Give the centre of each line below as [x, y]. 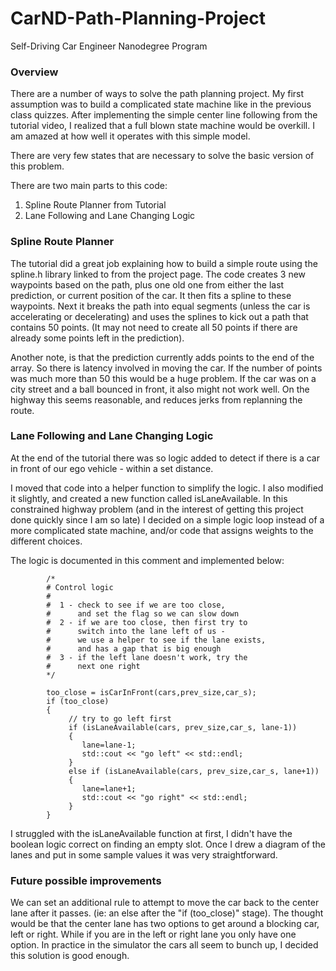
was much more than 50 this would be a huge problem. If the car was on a [163, 378]
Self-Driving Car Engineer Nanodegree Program [109, 46]
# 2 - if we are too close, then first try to [147, 622]
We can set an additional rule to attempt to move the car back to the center [165, 903]
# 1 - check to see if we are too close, [136, 605]
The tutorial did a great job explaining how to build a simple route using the [164, 263]
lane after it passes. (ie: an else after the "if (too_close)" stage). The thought [167, 913]
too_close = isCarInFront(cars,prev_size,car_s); [151, 692]
